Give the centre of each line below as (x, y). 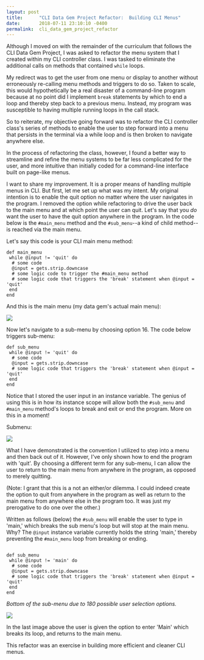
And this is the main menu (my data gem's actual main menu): (84, 307)
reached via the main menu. (47, 230)
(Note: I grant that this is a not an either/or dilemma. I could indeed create (98, 488)
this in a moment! (28, 416)
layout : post (23, 12)
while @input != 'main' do (43, 561)
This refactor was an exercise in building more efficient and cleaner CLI (96, 645)
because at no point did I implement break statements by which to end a (97, 97)
